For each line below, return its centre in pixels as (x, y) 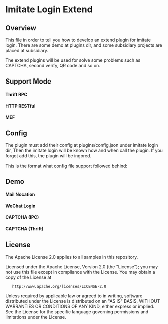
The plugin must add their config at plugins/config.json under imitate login (82, 145)
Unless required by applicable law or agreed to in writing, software (74, 296)
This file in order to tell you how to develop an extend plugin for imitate (78, 40)
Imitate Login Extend (49, 9)
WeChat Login (20, 206)
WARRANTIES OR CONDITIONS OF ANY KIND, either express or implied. (80, 306)
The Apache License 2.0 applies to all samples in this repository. (72, 257)
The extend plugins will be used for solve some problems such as (73, 60)
